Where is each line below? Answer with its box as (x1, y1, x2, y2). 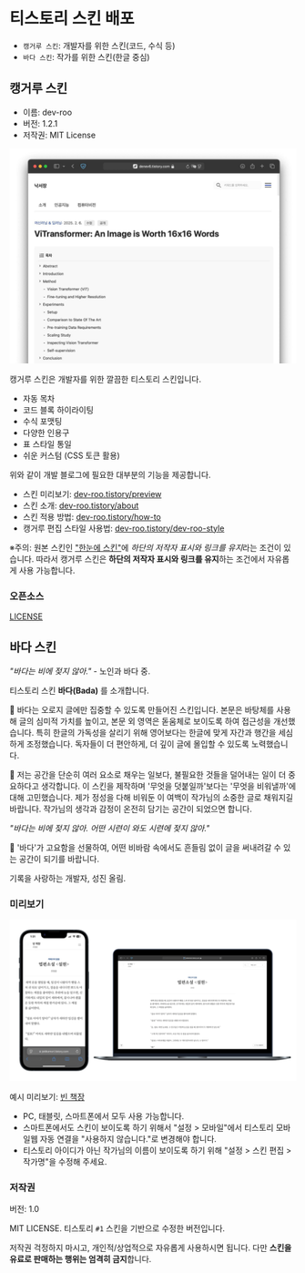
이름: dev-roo (22, 107, 73, 117)
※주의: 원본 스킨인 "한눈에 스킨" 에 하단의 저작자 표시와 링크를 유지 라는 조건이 (9, 542, 282, 553)
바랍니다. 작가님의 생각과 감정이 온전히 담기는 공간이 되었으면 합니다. (9, 803, 252, 814)
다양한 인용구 (22, 427, 70, 438)
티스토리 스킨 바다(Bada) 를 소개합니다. (9, 685, 150, 696)
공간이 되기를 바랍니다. (18, 853, 100, 864)
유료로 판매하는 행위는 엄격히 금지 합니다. (9, 1253, 152, 1264)
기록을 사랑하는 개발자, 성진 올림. (9, 872, 127, 883)
